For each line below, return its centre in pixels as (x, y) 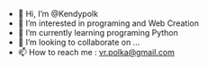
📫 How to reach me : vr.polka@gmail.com (96, 52)
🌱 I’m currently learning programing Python (98, 33)
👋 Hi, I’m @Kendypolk (58, 14)
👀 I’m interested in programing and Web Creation (109, 23)
